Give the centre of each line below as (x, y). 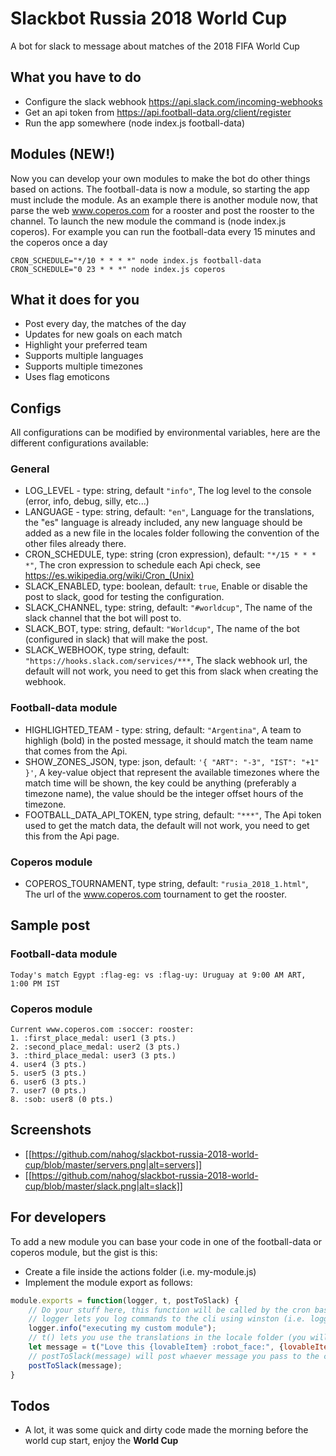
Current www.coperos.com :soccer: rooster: (102, 1030)
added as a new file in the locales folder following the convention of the (172, 533)
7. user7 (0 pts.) (48, 1091)
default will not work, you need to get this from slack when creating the (171, 671)
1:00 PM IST (35, 983)
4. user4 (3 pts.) (48, 1065)
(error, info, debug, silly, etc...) (87, 501)
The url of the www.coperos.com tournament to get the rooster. (155, 894)
